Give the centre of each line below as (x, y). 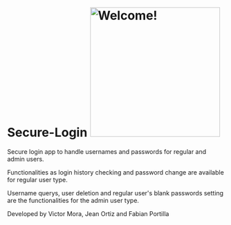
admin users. (26, 159)
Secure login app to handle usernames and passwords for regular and (107, 151)
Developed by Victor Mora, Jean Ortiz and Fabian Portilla (88, 213)
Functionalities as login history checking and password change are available (116, 172)
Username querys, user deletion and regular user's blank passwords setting (115, 193)
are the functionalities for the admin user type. (73, 200)
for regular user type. (37, 179)
